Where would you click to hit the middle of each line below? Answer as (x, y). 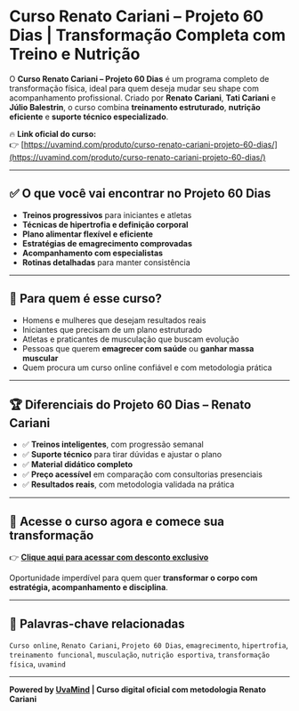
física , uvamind (38, 664)
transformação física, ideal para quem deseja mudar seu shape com (134, 88)
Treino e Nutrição (75, 54)
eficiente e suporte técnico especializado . (89, 117)
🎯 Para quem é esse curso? (86, 299)
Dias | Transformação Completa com (148, 35)
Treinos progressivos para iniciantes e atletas (107, 214)
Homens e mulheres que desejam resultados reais (114, 320)
